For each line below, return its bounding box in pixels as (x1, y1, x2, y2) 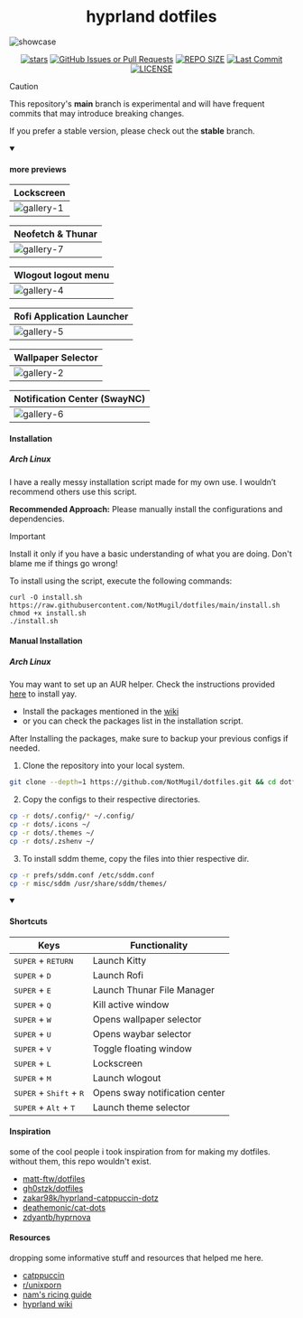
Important (9, 530, 46, 541)
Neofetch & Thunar (14, 228, 97, 240)
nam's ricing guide (22, 1289, 92, 1300)
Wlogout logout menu (14, 269, 110, 282)
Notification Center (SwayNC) (14, 393, 146, 406)
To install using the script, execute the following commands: (9, 575, 233, 586)
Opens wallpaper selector (93, 1013, 202, 1025)
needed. (9, 743, 41, 753)
